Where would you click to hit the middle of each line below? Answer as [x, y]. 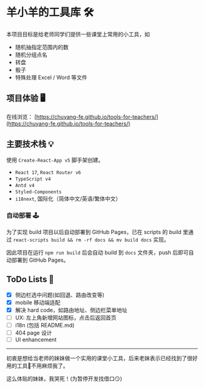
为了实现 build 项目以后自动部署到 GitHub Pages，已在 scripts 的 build [94, 232]
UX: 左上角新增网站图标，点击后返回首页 [66, 317]
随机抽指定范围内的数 [42, 47]
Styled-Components [38, 192]
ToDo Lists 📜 [30, 279]
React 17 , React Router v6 [48, 172]
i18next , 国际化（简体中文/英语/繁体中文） [68, 198]
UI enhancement [36, 339]
